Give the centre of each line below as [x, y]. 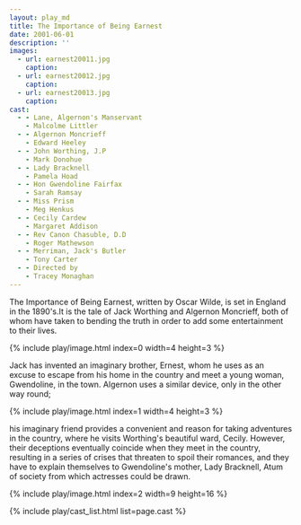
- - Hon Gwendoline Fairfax [70, 185]
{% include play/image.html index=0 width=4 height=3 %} [117, 347]
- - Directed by [48, 268]
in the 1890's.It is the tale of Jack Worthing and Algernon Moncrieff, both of [149, 311]
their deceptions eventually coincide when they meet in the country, [135, 447]
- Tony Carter [52, 260]
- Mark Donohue [54, 159]
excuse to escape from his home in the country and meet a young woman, [147, 374]
